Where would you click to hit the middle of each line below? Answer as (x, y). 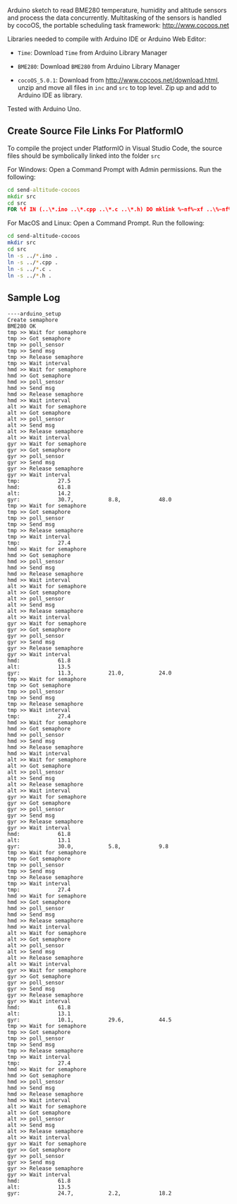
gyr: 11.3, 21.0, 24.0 (90, 673)
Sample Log (34, 298)
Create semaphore (33, 320)
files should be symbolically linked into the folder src (84, 156)
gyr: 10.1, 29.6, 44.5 (90, 1020)
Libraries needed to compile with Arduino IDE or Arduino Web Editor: (107, 39)
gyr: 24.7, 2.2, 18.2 (90, 1193)
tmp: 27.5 (39, 481)
